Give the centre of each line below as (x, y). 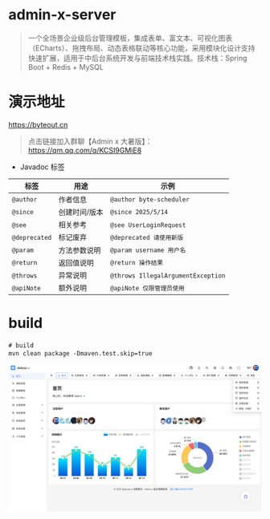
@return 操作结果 (136, 263)
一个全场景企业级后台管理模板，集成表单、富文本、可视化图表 (130, 38)
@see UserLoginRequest (148, 225)
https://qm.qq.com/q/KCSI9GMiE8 (85, 150)
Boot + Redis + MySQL (66, 67)
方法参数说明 (80, 249)
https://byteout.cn (38, 124)
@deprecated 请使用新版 (147, 237)
